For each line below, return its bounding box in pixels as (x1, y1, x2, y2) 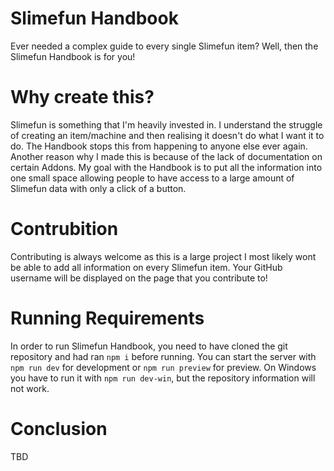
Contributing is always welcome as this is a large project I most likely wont (10, 250, 317, 262)
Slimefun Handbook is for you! (10, 50, 136, 62)
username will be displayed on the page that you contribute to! (10, 272, 268, 284)
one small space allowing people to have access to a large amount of (10, 172, 295, 184)
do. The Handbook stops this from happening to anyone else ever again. (10, 140, 308, 152)
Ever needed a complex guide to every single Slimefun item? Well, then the (10, 40, 319, 52)
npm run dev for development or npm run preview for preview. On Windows (10, 361, 317, 373)
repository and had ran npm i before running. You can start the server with (10, 350, 317, 362)
